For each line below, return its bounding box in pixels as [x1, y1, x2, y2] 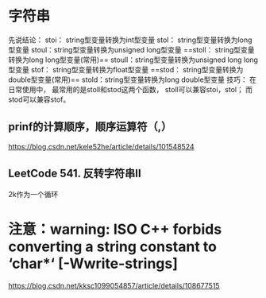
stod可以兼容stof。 [8, 95, 71, 104]
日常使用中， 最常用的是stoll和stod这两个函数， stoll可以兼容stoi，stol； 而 [8, 84, 253, 94]
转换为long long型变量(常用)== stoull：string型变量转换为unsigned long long [8, 55, 258, 64]
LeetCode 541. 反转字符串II [8, 167, 141, 180]
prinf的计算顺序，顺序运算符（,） [8, 120, 172, 134]
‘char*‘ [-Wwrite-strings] [8, 254, 179, 273]
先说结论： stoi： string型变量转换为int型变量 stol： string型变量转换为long [8, 35, 253, 45]
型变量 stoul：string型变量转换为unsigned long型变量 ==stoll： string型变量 [8, 45, 255, 54]
